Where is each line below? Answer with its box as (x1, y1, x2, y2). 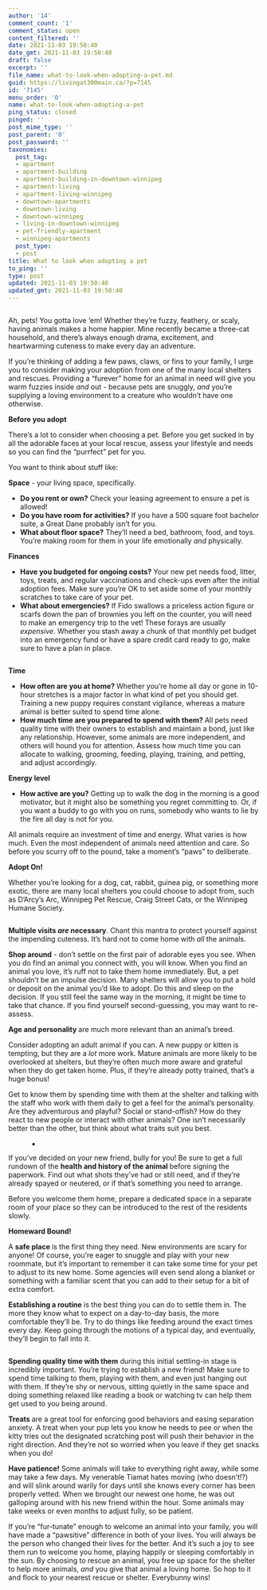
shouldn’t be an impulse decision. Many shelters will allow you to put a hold (8, 975, 256, 984)
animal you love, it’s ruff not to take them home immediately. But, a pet (8, 966, 239, 976)
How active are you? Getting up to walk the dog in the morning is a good (19, 789, 260, 798)
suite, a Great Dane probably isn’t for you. (19, 519, 157, 528)
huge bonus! (8, 1074, 50, 1083)
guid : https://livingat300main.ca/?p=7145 (8, 78, 151, 86)
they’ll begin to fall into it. (8, 1334, 91, 1343)
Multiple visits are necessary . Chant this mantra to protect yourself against (8, 926, 257, 935)
